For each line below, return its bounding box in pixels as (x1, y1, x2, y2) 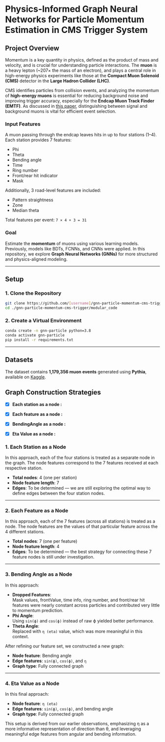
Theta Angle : (12, 623, 40, 629)
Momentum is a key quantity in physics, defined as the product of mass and (5, 57, 159, 62)
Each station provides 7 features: (5, 137, 72, 143)
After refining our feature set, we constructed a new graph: (5, 643, 124, 649)
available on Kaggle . (5, 374, 46, 380)
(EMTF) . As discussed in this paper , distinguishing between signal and (5, 103, 148, 109)
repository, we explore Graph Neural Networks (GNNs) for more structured (5, 251, 158, 257)
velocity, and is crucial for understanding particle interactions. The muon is (5, 62, 157, 68)
